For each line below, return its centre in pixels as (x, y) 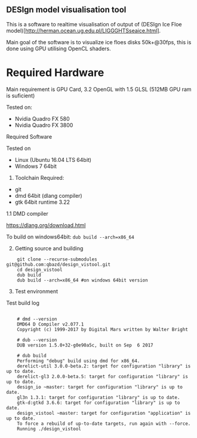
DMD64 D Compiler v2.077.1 (50, 324)
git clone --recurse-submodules (57, 259)
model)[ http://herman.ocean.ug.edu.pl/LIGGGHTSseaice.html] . (84, 30)
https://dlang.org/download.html (46, 225)
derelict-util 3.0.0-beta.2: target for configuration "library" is (104, 366)
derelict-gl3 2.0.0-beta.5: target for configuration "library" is (102, 376)
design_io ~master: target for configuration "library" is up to (100, 387)
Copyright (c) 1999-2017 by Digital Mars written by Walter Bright (102, 329)
